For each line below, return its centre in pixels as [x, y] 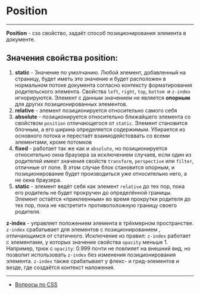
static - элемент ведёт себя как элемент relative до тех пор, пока [100, 186]
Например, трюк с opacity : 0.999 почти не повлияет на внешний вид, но [99, 248]
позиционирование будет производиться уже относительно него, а [101, 173]
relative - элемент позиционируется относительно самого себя [96, 110]
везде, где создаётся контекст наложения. [60, 267]
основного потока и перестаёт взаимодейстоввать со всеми [92, 136]
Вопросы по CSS [36, 284]
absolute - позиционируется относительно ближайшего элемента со [103, 117]
